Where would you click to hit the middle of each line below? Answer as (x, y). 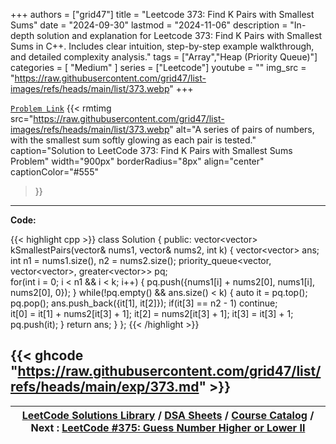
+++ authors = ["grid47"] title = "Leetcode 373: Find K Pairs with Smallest (162, 14)
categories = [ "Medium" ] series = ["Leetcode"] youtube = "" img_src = (158, 67)
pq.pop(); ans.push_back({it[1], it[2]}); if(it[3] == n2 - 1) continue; (144, 303)
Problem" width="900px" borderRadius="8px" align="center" (137, 161)
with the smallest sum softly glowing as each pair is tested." (133, 140)
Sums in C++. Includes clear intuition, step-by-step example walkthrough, (162, 46)
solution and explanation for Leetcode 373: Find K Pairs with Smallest (179, 35)
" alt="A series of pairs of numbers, (242, 129)
